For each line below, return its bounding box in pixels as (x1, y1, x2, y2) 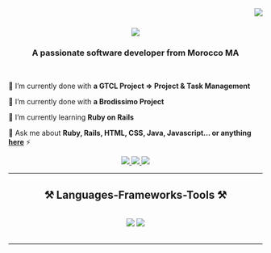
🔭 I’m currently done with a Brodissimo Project (8, 97, 165, 107)
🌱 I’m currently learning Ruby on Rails (8, 112, 135, 122)
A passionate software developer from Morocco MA (31, 48, 240, 59)
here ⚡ (8, 137, 31, 147)
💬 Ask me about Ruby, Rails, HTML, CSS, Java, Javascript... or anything (8, 129, 252, 138)
